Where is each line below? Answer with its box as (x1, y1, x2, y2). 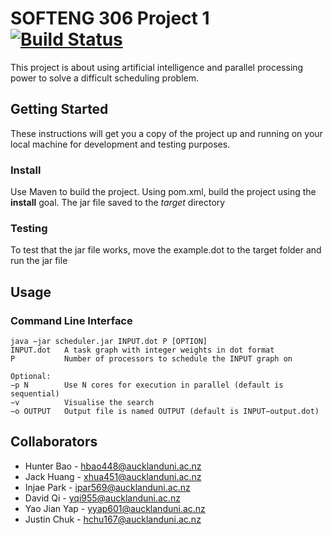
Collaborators (10, 433, 98, 451)
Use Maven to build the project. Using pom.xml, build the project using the (10, 186, 317, 198)
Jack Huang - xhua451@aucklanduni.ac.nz (24, 470, 202, 482)
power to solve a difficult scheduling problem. (10, 72, 200, 84)
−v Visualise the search (10, 398, 155, 408)
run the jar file (10, 255, 68, 267)
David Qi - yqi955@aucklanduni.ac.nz (24, 492, 181, 504)
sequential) (10, 389, 60, 399)
